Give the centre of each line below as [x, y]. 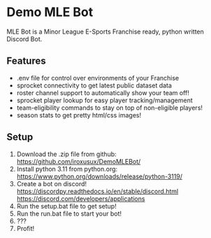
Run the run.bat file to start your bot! [69, 213]
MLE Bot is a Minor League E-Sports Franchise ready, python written [105, 31]
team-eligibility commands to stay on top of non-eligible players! [110, 107]
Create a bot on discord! [52, 183]
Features [26, 61]
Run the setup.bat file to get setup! [66, 206]
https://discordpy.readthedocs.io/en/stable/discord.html [97, 191]
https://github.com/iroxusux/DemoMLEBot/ [79, 161]
